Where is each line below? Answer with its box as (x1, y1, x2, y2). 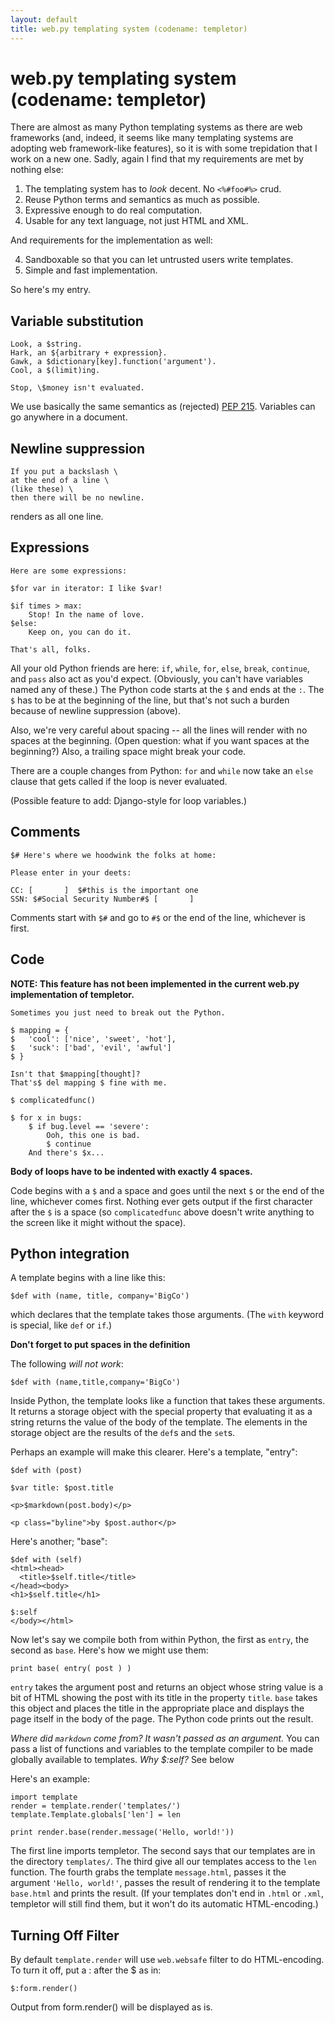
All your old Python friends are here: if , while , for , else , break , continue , (10, 662, 310, 674)
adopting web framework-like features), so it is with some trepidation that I (10, 142, 318, 155)
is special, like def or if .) (10, 1319, 113, 1331)
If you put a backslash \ (10, 467, 118, 477)
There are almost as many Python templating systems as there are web (10, 121, 303, 133)
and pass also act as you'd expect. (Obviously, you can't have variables (10, 672, 304, 685)
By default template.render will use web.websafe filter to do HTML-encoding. (10, 1954, 325, 1966)
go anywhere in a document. (10, 411, 128, 423)
